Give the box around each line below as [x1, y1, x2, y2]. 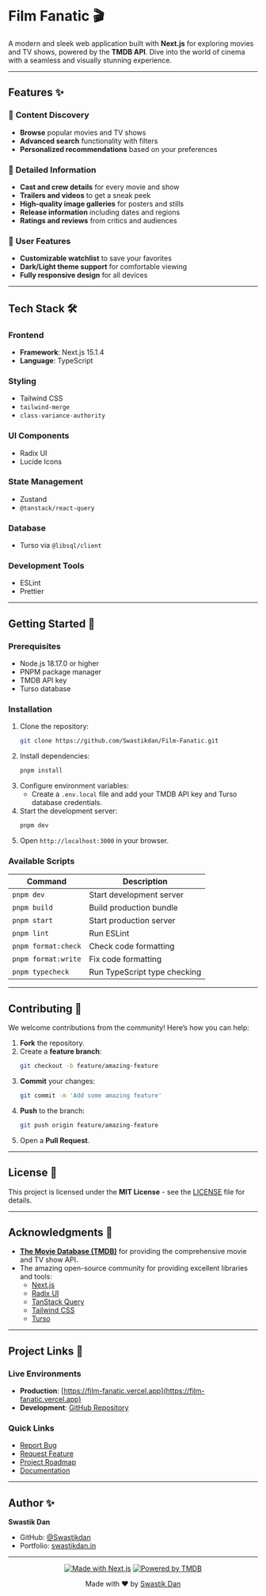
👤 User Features [8, 235, 71, 246]
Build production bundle [89, 902, 178, 914]
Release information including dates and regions [19, 207, 180, 217]
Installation [8, 704, 53, 714]
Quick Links [8, 1423, 55, 1434]
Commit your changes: [19, 1076, 96, 1085]
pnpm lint [12, 929, 49, 938]
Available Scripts [8, 855, 75, 866]
